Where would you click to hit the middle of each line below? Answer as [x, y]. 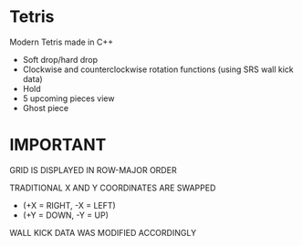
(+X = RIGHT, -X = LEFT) [69, 205]
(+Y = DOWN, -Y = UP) [66, 215]
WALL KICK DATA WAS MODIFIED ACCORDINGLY [103, 232]
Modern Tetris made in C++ [62, 42]
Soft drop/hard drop [60, 59]
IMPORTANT [58, 145]
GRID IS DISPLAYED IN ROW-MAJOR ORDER [93, 169]
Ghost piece [46, 108]
